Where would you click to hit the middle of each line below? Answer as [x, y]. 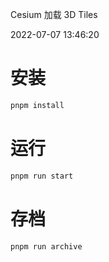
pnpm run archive [46, 246]
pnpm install [37, 105]
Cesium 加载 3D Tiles [54, 14]
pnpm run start [42, 176]
